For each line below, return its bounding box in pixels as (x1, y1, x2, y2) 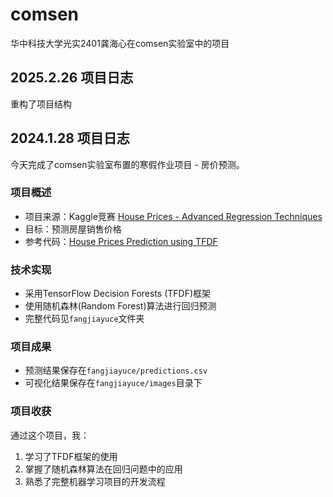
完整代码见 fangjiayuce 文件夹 (24, 313, 145, 325)
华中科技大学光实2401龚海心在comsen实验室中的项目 (10, 37, 230, 49)
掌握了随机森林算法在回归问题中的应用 (24, 463, 183, 475)
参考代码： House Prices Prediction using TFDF (24, 235, 218, 247)
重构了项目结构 (10, 98, 72, 110)
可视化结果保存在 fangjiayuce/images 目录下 (24, 377, 203, 389)
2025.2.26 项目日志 (10, 69, 134, 87)
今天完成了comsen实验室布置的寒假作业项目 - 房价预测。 (10, 158, 245, 170)
